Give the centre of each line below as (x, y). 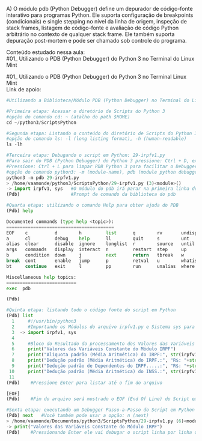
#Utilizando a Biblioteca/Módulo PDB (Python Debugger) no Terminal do (98, 100)
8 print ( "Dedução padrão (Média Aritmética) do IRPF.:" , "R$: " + (100, 360)
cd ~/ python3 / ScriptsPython (41, 123)
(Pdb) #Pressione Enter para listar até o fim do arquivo (84, 383)
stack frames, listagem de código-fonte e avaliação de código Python (93, 28)
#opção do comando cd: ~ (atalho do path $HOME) (68, 117)
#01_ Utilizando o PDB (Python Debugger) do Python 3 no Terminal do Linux (100, 59)
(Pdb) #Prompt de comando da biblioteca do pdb (91, 195)
